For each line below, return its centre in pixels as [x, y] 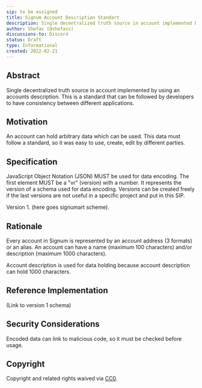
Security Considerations [53, 324]
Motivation [27, 122]
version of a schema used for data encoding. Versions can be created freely [101, 189]
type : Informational [32, 46]
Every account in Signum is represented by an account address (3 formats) [99, 241]
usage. [15, 345]
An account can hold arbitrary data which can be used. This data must [93, 136]
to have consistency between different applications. [70, 103]
